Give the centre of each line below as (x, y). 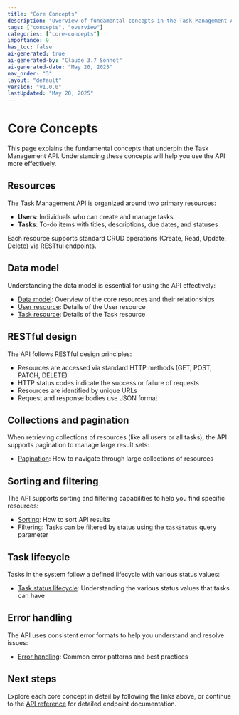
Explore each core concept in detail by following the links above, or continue (119, 696)
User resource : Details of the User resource (81, 306)
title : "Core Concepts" (43, 14)
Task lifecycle (39, 557)
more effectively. (32, 164)
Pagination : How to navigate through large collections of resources (116, 459)
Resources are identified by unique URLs (77, 390)
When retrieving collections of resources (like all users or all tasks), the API (117, 437)
